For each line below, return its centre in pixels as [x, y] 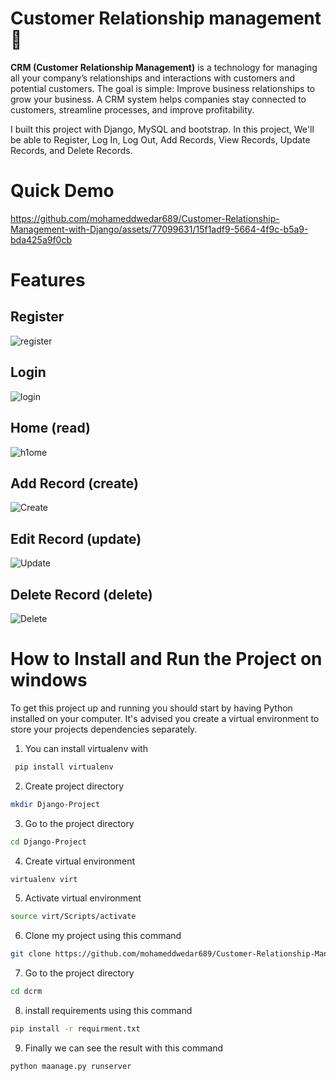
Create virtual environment [80, 861]
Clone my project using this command [103, 936]
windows [49, 680]
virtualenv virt [44, 879]
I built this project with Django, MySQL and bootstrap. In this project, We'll [162, 129]
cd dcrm [26, 992]
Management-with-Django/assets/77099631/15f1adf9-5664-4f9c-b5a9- [159, 229]
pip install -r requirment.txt [75, 1029]
